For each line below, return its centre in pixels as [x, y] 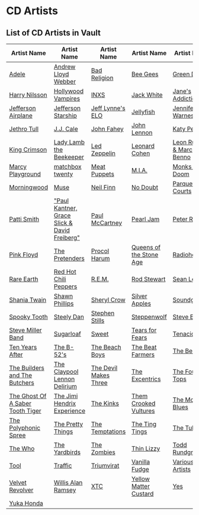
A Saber [20, 403]
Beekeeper [69, 157]
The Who [22, 448]
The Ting [144, 424]
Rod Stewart [148, 279]
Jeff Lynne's [108, 108]
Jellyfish [143, 112]
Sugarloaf [68, 334]
